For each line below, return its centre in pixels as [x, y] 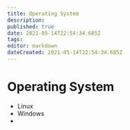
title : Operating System [43, 14]
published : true [31, 26]
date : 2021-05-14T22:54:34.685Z [54, 33]
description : [26, 20]
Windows [31, 113]
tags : [15, 40]
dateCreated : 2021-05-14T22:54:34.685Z [65, 53]
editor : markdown [32, 46]
